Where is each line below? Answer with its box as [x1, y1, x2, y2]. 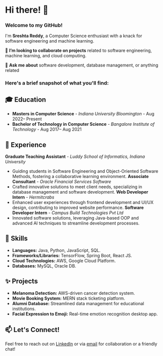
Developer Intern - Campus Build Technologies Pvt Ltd [12, 210, 124, 216]
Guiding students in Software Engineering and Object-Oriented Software [12, 168, 159, 174]
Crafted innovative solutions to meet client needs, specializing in [12, 184, 142, 190]
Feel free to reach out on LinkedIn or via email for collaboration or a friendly [5, 341, 158, 347]
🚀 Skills [5, 234, 28, 243]
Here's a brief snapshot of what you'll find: [5, 80, 109, 87]
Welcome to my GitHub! [5, 22, 63, 29]
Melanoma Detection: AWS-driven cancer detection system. [12, 290, 136, 296]
